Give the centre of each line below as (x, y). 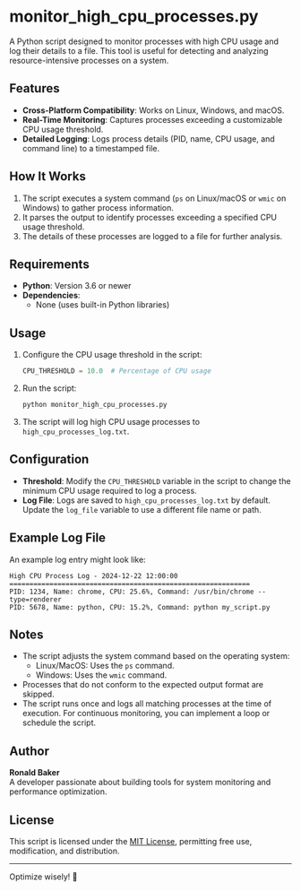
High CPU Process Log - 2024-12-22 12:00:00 (94, 575)
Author (29, 751)
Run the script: (49, 388)
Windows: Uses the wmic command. (101, 675)
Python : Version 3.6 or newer (77, 286)
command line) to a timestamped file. (90, 148)
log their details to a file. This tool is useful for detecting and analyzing (139, 50)
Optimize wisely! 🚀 (43, 877)
